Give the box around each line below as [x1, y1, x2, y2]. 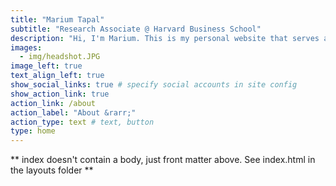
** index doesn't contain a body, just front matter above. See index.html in [10, 154, 316, 166]
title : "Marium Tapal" [10, 14, 105, 25]
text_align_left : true [10, 71, 105, 81]
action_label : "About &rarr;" [10, 107, 137, 118]
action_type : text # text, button [10, 117, 155, 127]
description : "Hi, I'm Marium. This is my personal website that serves [10, 33, 320, 43]
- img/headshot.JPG [19, 52, 101, 62]
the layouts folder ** [10, 164, 94, 176]
